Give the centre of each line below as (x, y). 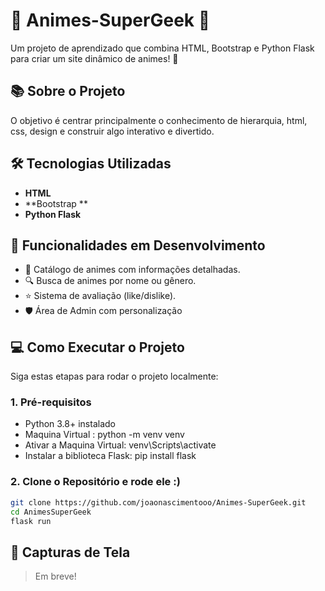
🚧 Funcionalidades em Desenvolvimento (138, 245)
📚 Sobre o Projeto (68, 91)
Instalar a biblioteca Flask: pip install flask (110, 456)
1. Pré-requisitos (51, 402)
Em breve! (55, 576)
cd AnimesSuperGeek (51, 512)
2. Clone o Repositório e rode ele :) (95, 482)
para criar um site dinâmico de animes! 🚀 (94, 58)
